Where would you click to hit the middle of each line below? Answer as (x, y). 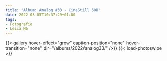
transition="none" (24, 48)
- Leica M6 (17, 29)
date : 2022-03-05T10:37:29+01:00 (40, 15)
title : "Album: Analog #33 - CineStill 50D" (53, 10)
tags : (11, 19)
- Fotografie (19, 24)
